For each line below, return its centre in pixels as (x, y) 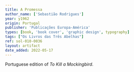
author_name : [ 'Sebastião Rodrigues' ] (44, 14)
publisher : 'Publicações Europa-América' (48, 28)
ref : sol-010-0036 (24, 41)
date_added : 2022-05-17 (29, 50)
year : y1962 (17, 18)
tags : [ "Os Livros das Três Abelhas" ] (44, 37)
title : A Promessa (24, 9)
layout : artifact (23, 46)
